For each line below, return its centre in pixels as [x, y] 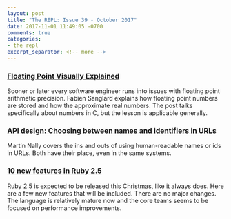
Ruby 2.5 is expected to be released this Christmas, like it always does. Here [115, 186]
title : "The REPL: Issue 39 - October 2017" [72, 20]
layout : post [26, 13]
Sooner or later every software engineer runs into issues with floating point [114, 91]
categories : [24, 39]
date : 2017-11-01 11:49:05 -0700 [55, 26]
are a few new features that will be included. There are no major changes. [112, 193]
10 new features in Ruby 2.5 [54, 171]
